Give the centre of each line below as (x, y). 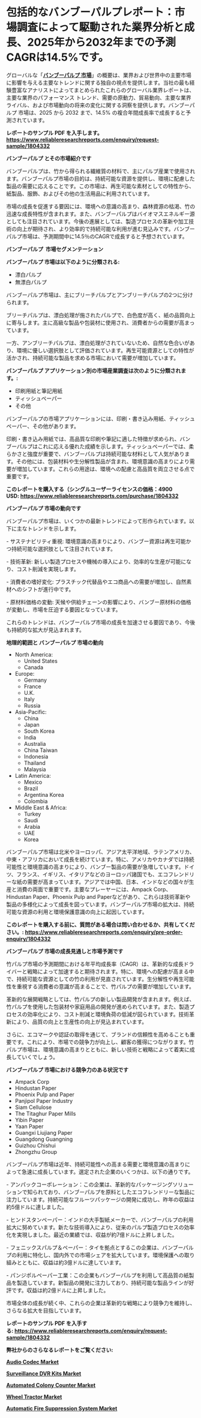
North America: (34, 654)
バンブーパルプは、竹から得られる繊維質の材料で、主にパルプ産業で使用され (101, 171)
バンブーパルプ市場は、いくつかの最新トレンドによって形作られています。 (98, 521)
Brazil (31, 788)
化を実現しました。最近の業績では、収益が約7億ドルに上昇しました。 (92, 1234)
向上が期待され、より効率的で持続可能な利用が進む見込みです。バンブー (106, 229)
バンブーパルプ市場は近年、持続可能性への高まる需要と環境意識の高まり (96, 1164)
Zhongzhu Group (36, 1152)
